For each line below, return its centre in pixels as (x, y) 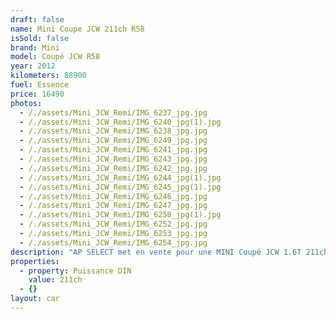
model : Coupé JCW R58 (55, 57)
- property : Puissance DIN (75, 271)
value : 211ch (55, 280)
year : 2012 (33, 66)
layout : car (35, 299)
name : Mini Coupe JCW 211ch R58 (77, 29)
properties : (35, 261)
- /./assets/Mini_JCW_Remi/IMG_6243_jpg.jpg (113, 159)
